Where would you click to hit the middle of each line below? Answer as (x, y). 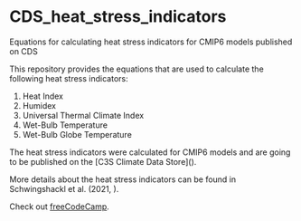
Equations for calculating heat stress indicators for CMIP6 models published (151, 42)
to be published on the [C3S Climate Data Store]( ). (103, 161)
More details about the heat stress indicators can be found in (123, 179)
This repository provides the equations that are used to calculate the (136, 69)
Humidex (39, 105)
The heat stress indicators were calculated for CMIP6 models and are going (150, 152)
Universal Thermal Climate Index (83, 115)
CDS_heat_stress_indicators (118, 17)
